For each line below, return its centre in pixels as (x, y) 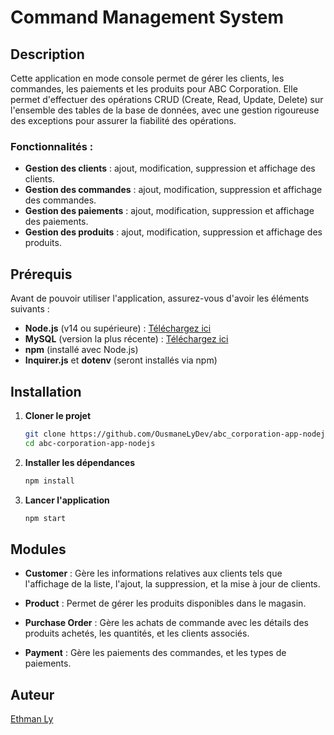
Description (47, 54)
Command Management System (147, 17)
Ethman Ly (32, 719)
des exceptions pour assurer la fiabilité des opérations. (123, 120)
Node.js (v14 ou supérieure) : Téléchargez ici (118, 328)
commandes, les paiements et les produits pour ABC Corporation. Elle (154, 89)
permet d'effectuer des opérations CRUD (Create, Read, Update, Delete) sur (167, 99)
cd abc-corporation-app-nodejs (90, 443)
